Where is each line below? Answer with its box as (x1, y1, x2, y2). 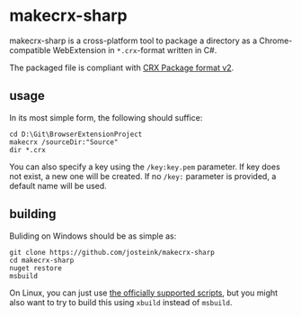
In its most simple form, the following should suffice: (9, 112, 203, 122)
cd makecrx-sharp (9, 256, 75, 265)
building (9, 206, 57, 222)
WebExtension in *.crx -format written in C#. (52, 44, 217, 55)
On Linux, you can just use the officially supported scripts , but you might (9, 287, 279, 298)
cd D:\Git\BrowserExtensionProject (9, 130, 143, 139)
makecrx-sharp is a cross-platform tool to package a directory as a (9, 35, 258, 46)
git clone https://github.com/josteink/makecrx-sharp (9, 248, 216, 257)
